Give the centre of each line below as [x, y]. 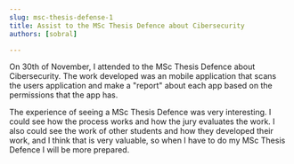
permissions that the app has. [64, 95]
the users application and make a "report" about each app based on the [141, 86]
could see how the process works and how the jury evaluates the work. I [142, 121]
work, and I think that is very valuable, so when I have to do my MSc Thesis [147, 141]
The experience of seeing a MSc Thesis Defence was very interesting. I [140, 113]
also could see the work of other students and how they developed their [141, 131]
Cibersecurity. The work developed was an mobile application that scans [143, 76]
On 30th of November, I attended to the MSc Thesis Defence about [132, 66]
